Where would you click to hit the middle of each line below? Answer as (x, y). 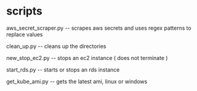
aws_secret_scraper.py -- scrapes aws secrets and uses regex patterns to (99, 28)
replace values (25, 34)
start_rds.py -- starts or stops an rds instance (63, 69)
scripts (24, 11)
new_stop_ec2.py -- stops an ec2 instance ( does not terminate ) (87, 58)
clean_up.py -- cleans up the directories (56, 46)
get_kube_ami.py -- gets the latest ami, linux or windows (77, 81)
